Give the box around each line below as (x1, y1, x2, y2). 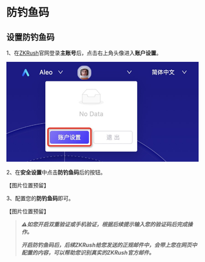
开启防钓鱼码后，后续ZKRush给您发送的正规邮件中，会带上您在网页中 (21, 241, 197, 249)
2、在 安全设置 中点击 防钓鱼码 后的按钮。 (6, 169, 106, 176)
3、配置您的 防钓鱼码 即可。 (6, 195, 74, 202)
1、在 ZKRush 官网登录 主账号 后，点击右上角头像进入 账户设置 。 (6, 50, 162, 56)
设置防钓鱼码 (6, 32, 55, 42)
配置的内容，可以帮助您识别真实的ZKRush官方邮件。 (21, 249, 154, 256)
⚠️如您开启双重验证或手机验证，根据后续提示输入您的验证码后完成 (21, 221, 188, 228)
